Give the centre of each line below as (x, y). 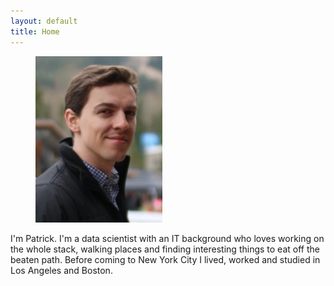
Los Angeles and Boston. (61, 270)
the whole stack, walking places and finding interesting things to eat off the (165, 249)
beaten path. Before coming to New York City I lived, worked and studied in (165, 259)
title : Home (35, 31)
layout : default (44, 21)
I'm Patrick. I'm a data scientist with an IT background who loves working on (167, 238)
